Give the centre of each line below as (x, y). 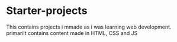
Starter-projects (47, 11)
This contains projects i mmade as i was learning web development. (89, 27)
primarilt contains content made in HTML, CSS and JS (72, 33)
